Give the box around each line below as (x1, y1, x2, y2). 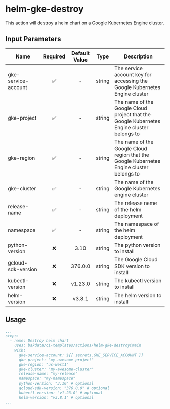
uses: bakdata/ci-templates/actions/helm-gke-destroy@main (14, 343, 142, 348)
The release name (114, 199, 157, 207)
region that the (114, 151, 149, 158)
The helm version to (114, 291, 162, 299)
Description (123, 53, 153, 60)
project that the (114, 111, 151, 118)
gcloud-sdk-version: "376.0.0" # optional (18, 386, 110, 391)
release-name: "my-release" (18, 371, 78, 376)
